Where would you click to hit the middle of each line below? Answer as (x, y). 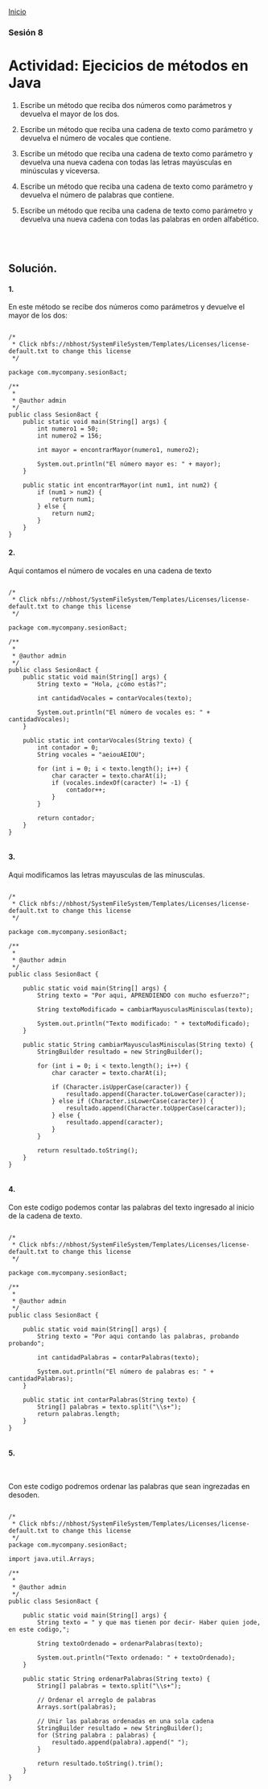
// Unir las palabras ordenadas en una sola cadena (126, 1721)
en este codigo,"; (39, 1630)
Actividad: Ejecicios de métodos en (128, 66)
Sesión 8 (26, 32)
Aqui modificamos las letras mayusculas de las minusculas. (107, 874)
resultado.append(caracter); (114, 1122)
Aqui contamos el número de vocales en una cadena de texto (110, 571)
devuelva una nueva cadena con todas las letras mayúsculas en (126, 162)
